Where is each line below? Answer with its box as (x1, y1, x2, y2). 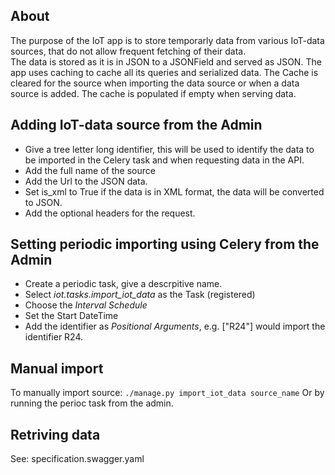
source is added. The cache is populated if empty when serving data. (10, 87, 297, 99)
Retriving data (10, 426, 101, 443)
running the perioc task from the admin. (10, 397, 174, 409)
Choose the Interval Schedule (24, 299, 148, 311)
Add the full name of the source (24, 164, 156, 176)
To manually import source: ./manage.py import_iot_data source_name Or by (10, 387, 325, 399)
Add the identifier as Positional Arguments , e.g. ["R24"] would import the (24, 320, 326, 333)
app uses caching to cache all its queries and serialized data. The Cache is (10, 66, 319, 78)
